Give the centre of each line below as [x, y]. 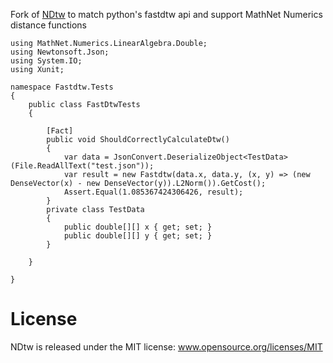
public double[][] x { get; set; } [138, 227]
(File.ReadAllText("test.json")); [82, 166]
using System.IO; [46, 61]
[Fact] [60, 131]
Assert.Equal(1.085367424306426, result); [153, 192]
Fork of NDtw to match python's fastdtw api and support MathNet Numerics [166, 14]
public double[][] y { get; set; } [138, 236]
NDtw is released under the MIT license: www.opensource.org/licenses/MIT [166, 346]
